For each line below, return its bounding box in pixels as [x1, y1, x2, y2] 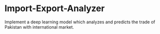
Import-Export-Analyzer [4, 3, 105, 14]
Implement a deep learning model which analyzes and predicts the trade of [4, 19, 156, 25]
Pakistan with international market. [4, 24, 74, 30]
